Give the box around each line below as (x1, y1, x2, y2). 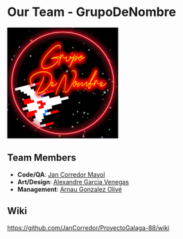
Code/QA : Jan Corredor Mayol (17, 170, 105, 179)
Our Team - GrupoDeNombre (7, 4, 177, 20)
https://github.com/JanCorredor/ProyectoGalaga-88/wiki (7, 223, 170, 232)
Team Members (7, 152, 76, 163)
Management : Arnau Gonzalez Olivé (17, 185, 123, 193)
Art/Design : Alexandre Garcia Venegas (17, 177, 130, 186)
